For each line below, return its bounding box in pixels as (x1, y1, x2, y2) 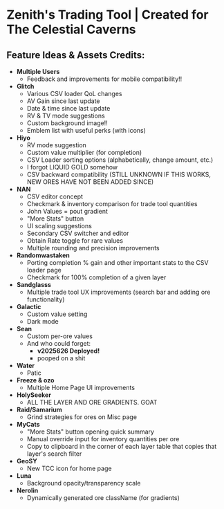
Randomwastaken (16, 251, 70, 259)
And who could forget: (26, 340, 91, 347)
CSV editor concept (26, 192, 84, 201)
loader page (26, 266, 62, 274)
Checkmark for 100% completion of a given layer (26, 273, 167, 281)
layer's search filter (26, 450, 82, 458)
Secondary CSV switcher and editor (26, 229, 129, 237)
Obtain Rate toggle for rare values (26, 237, 124, 245)
